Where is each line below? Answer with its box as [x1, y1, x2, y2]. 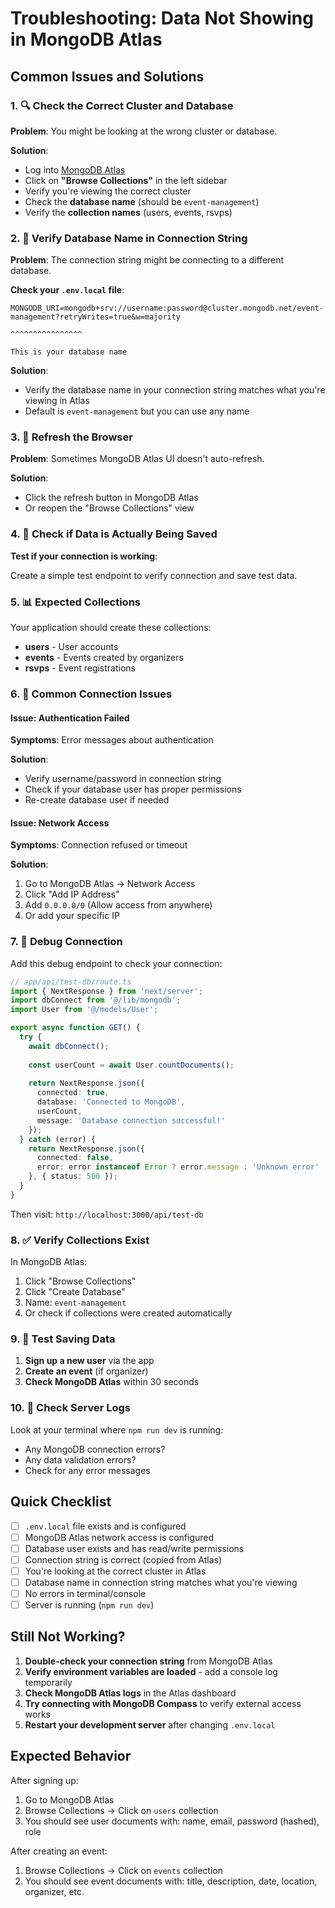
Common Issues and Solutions [10, 68, 205, 85]
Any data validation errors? [24, 1453, 137, 1466]
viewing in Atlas [24, 395, 90, 407]
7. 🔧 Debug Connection [10, 935, 123, 949]
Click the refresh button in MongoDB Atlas [24, 492, 199, 504]
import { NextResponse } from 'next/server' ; [10, 986, 203, 996]
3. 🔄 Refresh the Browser [10, 430, 133, 444]
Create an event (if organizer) [24, 1365, 149, 1377]
